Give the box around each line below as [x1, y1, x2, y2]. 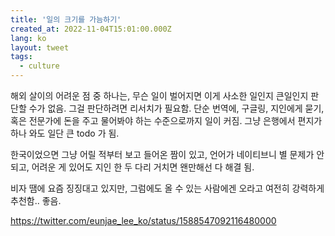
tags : [10, 52, 33, 62]
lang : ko [10, 33, 47, 43]
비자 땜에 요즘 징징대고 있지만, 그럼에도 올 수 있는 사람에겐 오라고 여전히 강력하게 [10, 182, 325, 194]
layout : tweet [10, 42, 70, 53]
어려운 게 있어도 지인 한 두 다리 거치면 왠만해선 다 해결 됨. [31, 161, 255, 173]
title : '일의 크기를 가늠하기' [10, 14, 122, 25]
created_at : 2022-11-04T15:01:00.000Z [10, 24, 172, 34]
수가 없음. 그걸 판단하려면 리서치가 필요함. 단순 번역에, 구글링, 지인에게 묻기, [28, 102, 325, 114]
